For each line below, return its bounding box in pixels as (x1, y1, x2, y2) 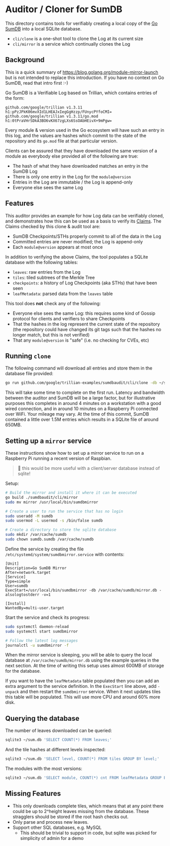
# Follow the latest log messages (5, 638, 78, 643)
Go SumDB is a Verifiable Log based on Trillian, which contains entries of (5, 90, 158, 96)
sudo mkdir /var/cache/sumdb (5, 532, 67, 537)
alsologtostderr (5, 592, 39, 597)
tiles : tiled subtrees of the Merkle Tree (12, 274, 95, 280)
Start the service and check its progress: (5, 614, 90, 620)
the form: (5, 95, 24, 101)
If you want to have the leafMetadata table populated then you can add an (5, 678, 159, 684)
